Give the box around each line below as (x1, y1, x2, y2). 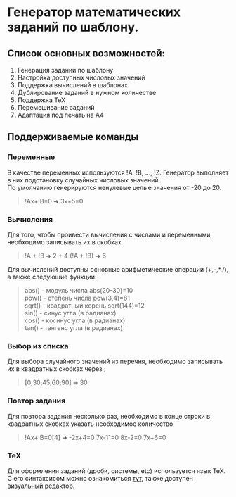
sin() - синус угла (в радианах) (24, 308, 117, 317)
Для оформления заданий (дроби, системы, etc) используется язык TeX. (7, 466, 226, 475)
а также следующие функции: (7, 272, 97, 281)
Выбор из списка (7, 341, 69, 351)
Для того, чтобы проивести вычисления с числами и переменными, (7, 230, 213, 239)
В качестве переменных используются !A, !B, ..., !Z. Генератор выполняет (7, 168, 229, 177)
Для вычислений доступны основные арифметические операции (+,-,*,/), (7, 265, 229, 273)
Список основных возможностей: (7, 47, 165, 59)
